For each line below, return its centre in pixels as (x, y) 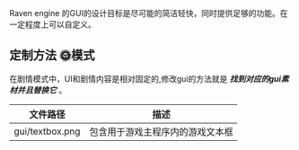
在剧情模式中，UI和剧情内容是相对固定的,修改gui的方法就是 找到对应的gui (145, 78)
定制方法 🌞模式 (52, 55)
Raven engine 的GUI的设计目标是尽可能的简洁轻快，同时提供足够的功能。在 (149, 13)
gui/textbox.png (47, 131)
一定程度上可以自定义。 (53, 24)
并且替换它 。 (42, 90)
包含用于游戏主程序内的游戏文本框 (161, 131)
